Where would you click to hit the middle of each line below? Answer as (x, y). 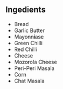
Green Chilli (28, 43)
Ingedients (26, 10)
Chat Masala (29, 81)
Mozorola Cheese (35, 62)
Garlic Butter (29, 30)
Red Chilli (26, 49)
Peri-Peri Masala (34, 68)
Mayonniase (29, 36)
